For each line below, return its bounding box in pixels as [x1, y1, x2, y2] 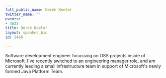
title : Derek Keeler [5, 26, 48, 31]
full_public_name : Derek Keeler [5, 7, 72, 12]
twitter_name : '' [5, 12, 41, 17]
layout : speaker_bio [5, 30, 48, 35]
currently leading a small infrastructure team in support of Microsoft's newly [5, 63, 162, 69]
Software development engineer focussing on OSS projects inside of [5, 52, 146, 58]
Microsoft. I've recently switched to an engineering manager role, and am [5, 58, 156, 64]
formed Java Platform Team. [5, 68, 64, 74]
